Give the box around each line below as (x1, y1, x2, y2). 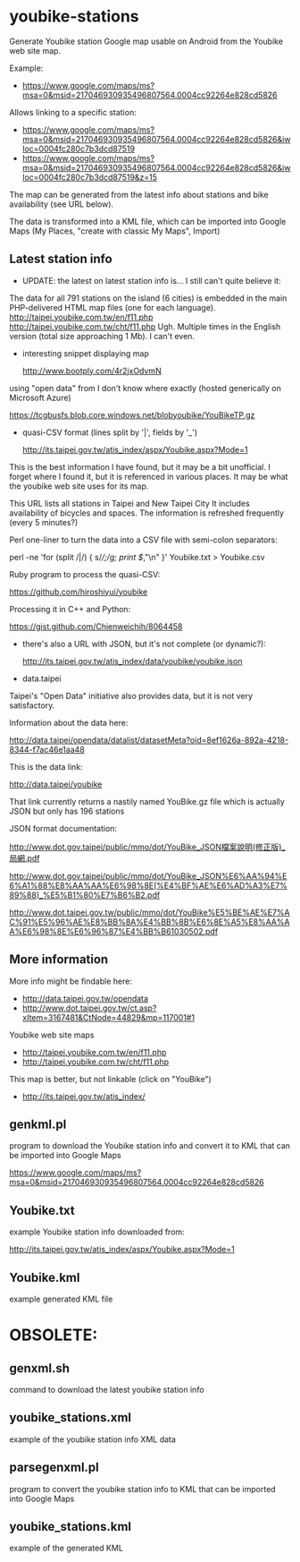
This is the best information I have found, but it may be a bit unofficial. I (9, 461, 271, 472)
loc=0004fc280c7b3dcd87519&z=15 (21, 172, 158, 183)
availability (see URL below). (9, 199, 114, 209)
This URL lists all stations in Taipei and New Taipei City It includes (9, 498, 250, 508)
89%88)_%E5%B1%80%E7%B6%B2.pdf (9, 889, 161, 900)
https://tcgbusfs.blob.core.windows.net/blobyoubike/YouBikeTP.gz (9, 409, 255, 420)
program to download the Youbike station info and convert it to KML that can (9, 1140, 291, 1151)
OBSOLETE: (9, 1325, 98, 1345)
